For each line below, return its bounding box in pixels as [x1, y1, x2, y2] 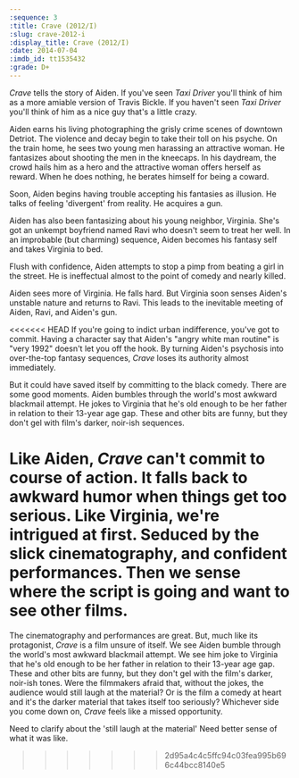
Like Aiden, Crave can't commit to [9, 448, 266, 469]
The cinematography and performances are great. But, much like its [9, 630, 259, 640]
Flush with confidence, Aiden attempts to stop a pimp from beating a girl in [9, 261, 284, 272]
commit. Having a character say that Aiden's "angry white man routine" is [9, 333, 279, 344]
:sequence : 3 [9, 13, 58, 22]
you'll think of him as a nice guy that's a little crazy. [9, 106, 198, 117]
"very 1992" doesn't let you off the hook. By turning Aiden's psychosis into [9, 343, 284, 354]
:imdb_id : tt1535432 [9, 54, 87, 63]
